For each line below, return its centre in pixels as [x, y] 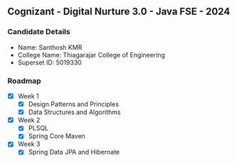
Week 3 [29, 144]
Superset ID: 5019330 [49, 62]
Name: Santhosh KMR [50, 47]
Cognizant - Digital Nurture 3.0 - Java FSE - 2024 [119, 12]
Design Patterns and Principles [74, 104]
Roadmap [24, 81]
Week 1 [28, 96]
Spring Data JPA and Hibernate [74, 152]
